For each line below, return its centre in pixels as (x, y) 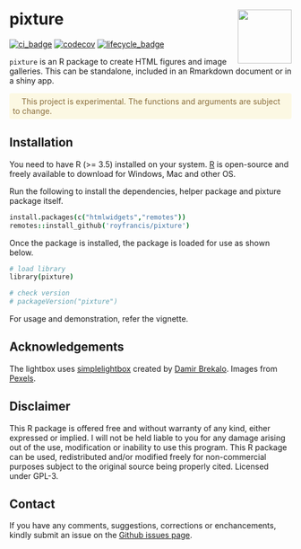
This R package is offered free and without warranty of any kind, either (140, 428)
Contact (32, 505)
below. (21, 252)
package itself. (36, 200)
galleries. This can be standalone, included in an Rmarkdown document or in (150, 71)
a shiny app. (32, 80)
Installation (41, 142)
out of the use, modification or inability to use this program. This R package (148, 447)
